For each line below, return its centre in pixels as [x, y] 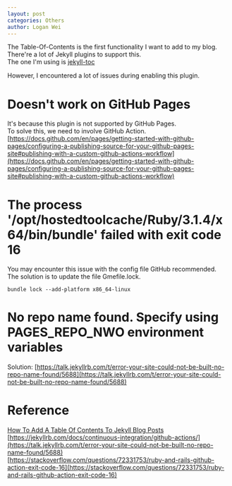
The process [45, 205]
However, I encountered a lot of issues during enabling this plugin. [103, 75]
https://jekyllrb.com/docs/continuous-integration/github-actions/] [105, 437]
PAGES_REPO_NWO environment [106, 333]
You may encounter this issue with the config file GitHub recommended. [112, 269]
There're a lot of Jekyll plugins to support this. [74, 54]
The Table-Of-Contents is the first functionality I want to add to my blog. [112, 47]
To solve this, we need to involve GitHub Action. [77, 131]
